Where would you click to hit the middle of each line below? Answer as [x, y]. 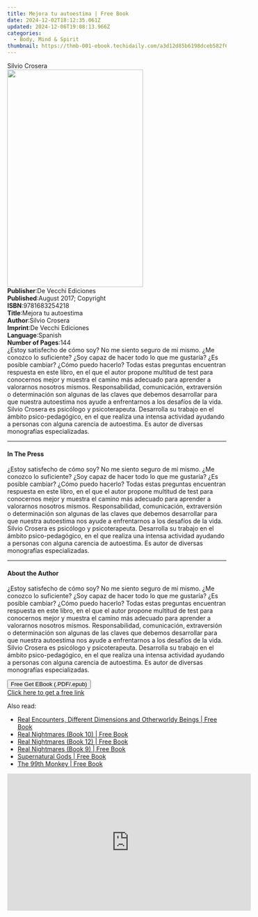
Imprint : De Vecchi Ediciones [48, 328]
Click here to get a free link [46, 693]
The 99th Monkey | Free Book [60, 764]
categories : [24, 33]
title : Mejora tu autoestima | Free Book [68, 14]
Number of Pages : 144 [39, 343]
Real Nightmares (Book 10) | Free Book [73, 735]
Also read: [22, 706]
